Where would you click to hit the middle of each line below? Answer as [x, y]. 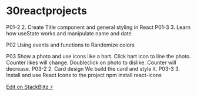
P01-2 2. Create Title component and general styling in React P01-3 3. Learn [98, 27]
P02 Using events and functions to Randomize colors [71, 45]
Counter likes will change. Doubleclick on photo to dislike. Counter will [91, 62]
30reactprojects [46, 11]
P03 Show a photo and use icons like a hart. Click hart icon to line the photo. [98, 56]
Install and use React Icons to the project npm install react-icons [84, 75]
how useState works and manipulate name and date [69, 33]
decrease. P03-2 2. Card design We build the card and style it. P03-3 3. [93, 68]
